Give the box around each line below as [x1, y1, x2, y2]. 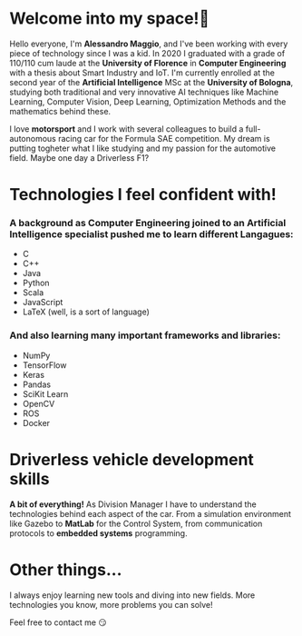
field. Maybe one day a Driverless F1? [9, 152, 150, 163]
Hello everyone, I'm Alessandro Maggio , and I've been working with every [9, 38, 288, 49]
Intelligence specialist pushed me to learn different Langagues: [9, 228, 294, 241]
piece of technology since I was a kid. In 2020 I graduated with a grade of [9, 47, 286, 58]
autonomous [9, 133, 56, 144]
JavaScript [22, 297, 63, 308]
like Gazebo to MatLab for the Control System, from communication [9, 518, 263, 529]
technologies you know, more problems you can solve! [9, 599, 213, 610]
